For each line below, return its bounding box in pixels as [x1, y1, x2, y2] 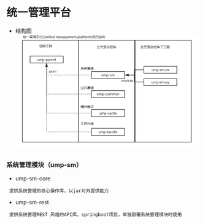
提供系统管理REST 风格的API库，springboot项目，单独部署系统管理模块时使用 [9, 212, 182, 218]
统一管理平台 [6, 6, 72, 20]
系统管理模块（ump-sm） [6, 160, 83, 169]
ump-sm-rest [15, 199, 49, 206]
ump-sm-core [15, 175, 51, 182]
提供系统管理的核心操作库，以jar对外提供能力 [9, 188, 109, 194]
